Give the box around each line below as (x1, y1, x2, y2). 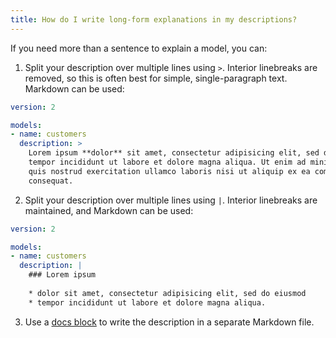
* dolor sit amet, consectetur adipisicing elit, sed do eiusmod (28, 288, 307, 298)
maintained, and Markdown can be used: (24, 204, 194, 216)
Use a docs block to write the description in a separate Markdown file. (24, 316, 315, 328)
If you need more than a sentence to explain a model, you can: (10, 42, 268, 54)
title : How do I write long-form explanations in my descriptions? (10, 14, 298, 25)
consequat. (28, 176, 74, 186)
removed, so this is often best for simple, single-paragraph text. (24, 72, 288, 84)
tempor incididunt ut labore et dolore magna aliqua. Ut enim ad (28, 157, 307, 167)
